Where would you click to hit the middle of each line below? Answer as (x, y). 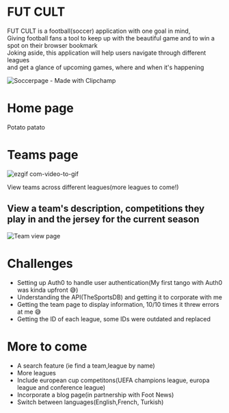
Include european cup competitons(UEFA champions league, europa (113, 380)
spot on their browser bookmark (52, 45)
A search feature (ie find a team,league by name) (86, 365)
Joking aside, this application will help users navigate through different (107, 53)
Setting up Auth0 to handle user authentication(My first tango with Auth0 (120, 282)
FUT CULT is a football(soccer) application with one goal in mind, (99, 31)
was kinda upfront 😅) (48, 290)
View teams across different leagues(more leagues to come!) (93, 187)
